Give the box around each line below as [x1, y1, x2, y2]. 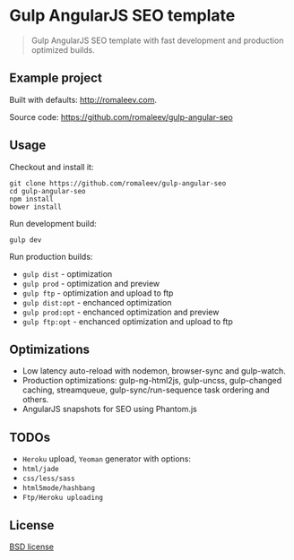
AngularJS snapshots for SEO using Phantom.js [22, 404, 197, 415]
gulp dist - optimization [22, 268, 113, 279]
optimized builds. [30, 44, 96, 55]
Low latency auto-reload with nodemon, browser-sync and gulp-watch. [22, 366, 287, 376]
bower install [9, 202, 63, 211]
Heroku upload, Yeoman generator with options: [22, 453, 191, 464]
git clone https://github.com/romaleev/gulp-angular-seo [9, 178, 227, 188]
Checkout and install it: [9, 161, 94, 172]
